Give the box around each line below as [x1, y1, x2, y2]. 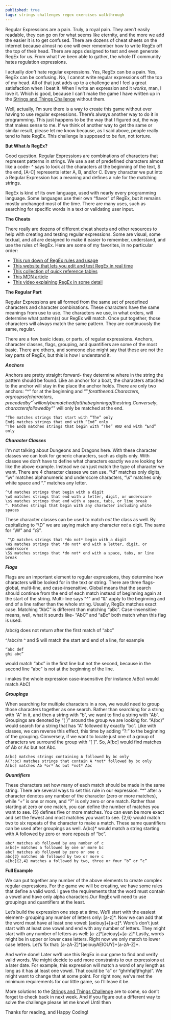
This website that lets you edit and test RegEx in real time [12, 262, 133, 269]
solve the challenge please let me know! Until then [5, 999, 111, 1006]
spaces [5, 507, 19, 513]
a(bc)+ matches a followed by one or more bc [5, 845, 104, 851]
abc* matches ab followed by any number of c [5, 841, 104, 846]
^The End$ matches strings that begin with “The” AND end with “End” [5, 424, 157, 429]
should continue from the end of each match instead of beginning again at [5, 590, 162, 596]
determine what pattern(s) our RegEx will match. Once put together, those [5, 315, 161, 321]
